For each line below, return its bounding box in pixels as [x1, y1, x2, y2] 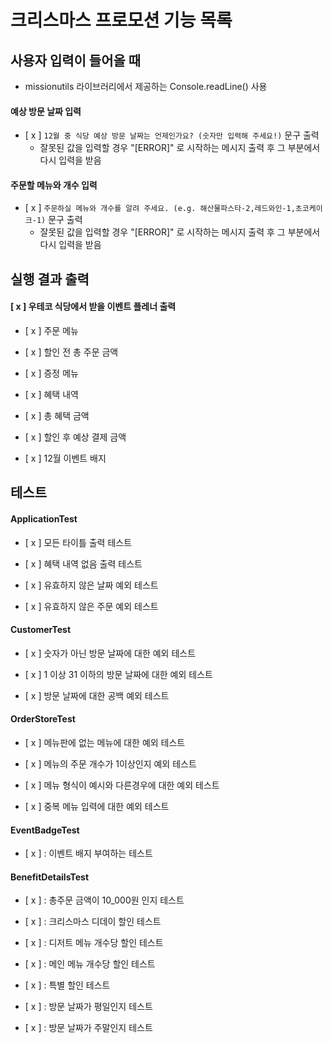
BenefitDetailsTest [10, 871, 90, 883]
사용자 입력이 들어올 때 [10, 52, 142, 69]
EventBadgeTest [10, 824, 80, 836]
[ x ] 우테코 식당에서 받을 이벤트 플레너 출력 [10, 301, 177, 313]
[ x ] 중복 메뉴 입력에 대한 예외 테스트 [24, 801, 170, 812]
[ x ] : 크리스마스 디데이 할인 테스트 [24, 916, 162, 928]
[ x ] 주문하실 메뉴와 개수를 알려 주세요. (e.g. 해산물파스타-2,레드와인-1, [24, 202, 296, 214]
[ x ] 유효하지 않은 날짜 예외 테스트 [24, 579, 159, 591]
